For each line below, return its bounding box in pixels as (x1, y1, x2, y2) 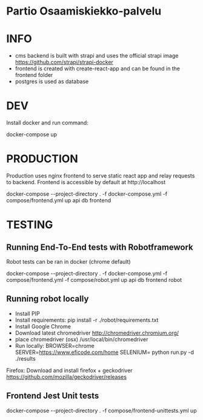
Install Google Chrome (15, 322, 72, 330)
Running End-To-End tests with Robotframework (6, 242, 194, 252)
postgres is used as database (15, 78, 89, 85)
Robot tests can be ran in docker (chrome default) (6, 258, 131, 265)
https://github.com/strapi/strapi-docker (15, 59, 114, 66)
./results (15, 355, 36, 362)
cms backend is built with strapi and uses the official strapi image (15, 52, 179, 59)
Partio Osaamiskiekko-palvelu (6, 4, 162, 18)
